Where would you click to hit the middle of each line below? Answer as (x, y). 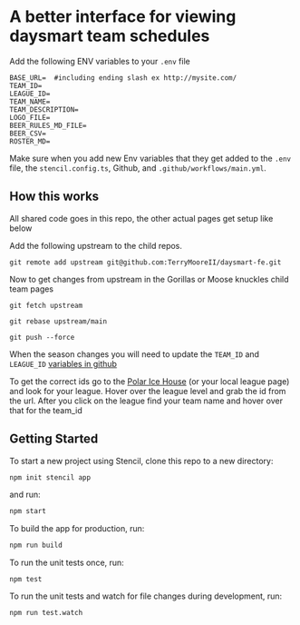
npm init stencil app (50, 477)
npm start (28, 511)
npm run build (36, 546)
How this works (54, 197)
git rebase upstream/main (58, 321)
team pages (32, 289)
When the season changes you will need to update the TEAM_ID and (135, 354)
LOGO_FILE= (30, 117)
